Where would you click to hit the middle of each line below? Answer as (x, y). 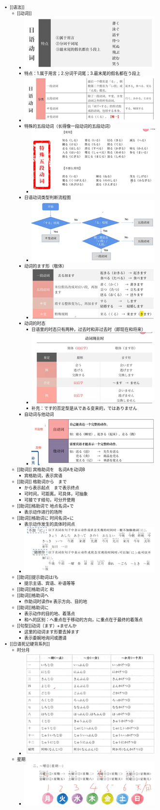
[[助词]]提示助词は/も (38, 577)
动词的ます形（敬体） (45, 265)
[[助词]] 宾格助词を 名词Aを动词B (51, 469)
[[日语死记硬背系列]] (30, 644)
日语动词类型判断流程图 (47, 198)
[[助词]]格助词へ (33, 595)
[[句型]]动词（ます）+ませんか (47, 626)
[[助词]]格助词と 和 (35, 589)
